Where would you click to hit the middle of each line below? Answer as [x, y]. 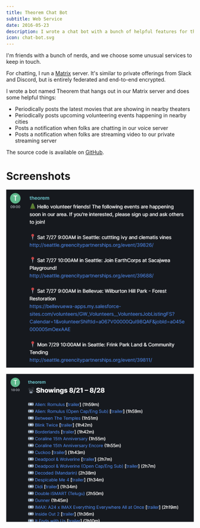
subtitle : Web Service [34, 19]
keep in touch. [24, 62]
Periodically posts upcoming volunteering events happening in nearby [101, 116]
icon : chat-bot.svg [30, 38]
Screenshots [38, 176]
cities [21, 122]
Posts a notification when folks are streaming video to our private [95, 135]
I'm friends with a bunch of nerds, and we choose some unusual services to [99, 55]
